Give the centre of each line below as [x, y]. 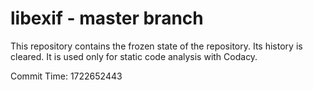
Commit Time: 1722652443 [66, 76]
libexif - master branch [107, 18]
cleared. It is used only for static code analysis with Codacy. [134, 56]
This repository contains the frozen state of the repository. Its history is [156, 46]
